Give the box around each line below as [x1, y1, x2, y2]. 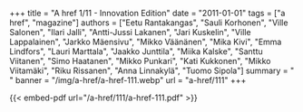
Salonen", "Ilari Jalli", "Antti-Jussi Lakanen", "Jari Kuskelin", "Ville [9, 27, 251, 37]
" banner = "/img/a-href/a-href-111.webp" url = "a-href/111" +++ [9, 75, 247, 85]
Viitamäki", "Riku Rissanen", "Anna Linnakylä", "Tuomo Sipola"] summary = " [9, 65, 295, 76]
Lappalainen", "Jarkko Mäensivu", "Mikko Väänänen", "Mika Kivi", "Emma [9, 36, 282, 47]
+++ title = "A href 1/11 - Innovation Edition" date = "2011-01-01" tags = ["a [9, 8, 286, 18]
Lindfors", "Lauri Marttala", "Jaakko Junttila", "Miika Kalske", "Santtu [9, 46, 263, 57]
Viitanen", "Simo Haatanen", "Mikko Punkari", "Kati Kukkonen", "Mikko [9, 56, 271, 66]
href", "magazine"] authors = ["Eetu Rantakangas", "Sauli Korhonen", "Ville [9, 17, 288, 28]
